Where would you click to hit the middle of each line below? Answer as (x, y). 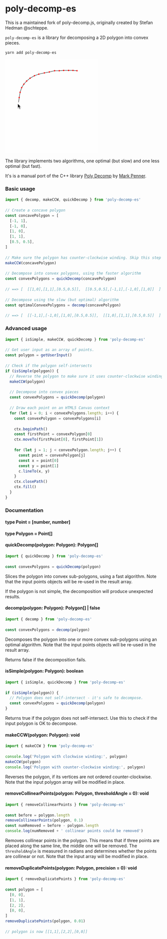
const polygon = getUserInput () (39, 355)
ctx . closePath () (31, 482)
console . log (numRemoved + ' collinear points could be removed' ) (74, 831)
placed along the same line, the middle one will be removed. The (71, 846)
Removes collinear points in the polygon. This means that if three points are (83, 841)
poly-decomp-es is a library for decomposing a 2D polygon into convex (77, 37)
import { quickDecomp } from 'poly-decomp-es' (54, 556)
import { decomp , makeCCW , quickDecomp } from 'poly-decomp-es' (73, 200)
